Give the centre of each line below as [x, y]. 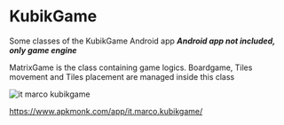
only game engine [43, 50]
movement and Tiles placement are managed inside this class [122, 76]
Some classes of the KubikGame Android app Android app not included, [142, 41]
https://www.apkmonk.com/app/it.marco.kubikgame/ [106, 111]
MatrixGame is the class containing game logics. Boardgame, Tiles [131, 67]
